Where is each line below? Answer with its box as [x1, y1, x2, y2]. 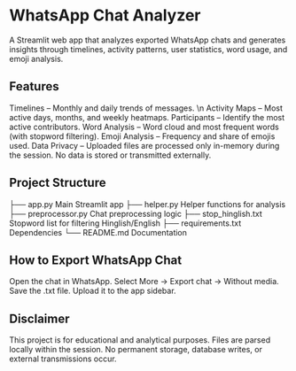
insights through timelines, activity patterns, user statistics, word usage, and [9, 43, 288, 54]
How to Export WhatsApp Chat [9, 252, 183, 267]
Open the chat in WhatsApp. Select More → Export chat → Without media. [9, 276, 279, 287]
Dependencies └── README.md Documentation [9, 227, 188, 237]
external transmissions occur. [9, 353, 117, 364]
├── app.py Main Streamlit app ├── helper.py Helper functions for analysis [9, 198, 286, 209]
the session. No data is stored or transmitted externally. [9, 150, 212, 160]
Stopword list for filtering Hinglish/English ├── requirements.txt [9, 218, 242, 228]
